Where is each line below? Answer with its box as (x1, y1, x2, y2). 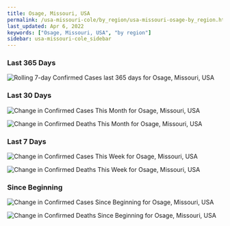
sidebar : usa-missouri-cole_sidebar (7, 36, 112, 42)
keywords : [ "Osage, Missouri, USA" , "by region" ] (7, 29, 152, 36)
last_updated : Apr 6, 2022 (7, 23, 84, 29)
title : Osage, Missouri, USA (7, 10, 90, 17)
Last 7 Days (7, 136, 47, 146)
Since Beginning (7, 182, 63, 192)
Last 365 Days (7, 58, 56, 68)
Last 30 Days (7, 90, 52, 100)
